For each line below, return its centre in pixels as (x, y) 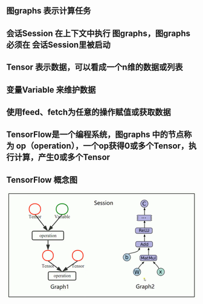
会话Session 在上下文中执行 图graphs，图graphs (98, 33)
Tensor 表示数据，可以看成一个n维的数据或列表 (95, 68)
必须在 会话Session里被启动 (58, 45)
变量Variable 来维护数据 (51, 90)
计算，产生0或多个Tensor (62, 157)
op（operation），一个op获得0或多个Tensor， (102, 146)
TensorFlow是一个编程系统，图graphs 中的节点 (95, 135)
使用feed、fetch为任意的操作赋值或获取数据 (89, 112)
